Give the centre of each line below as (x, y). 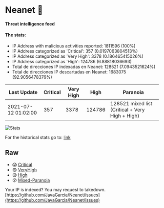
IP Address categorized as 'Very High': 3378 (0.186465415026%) (78, 56)
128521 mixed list (131, 103)
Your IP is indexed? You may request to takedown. (55, 189)
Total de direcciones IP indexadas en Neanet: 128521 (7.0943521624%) (84, 67)
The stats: (16, 35)
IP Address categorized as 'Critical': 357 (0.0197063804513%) (75, 51)
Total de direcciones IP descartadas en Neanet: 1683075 (69, 72)
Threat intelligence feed (30, 23)
